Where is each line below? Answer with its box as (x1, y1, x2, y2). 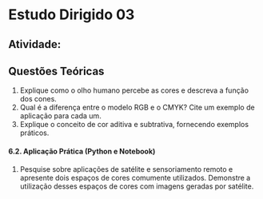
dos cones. (19, 94, 58, 104)
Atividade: (8, 38, 62, 51)
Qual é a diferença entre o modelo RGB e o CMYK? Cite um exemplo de (19, 102, 255, 113)
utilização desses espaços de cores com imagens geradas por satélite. (19, 181, 254, 191)
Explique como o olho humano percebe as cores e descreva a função (19, 86, 249, 95)
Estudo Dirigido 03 (8, 6, 135, 24)
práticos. (19, 128, 50, 137)
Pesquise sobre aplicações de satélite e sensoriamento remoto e (19, 164, 233, 173)
